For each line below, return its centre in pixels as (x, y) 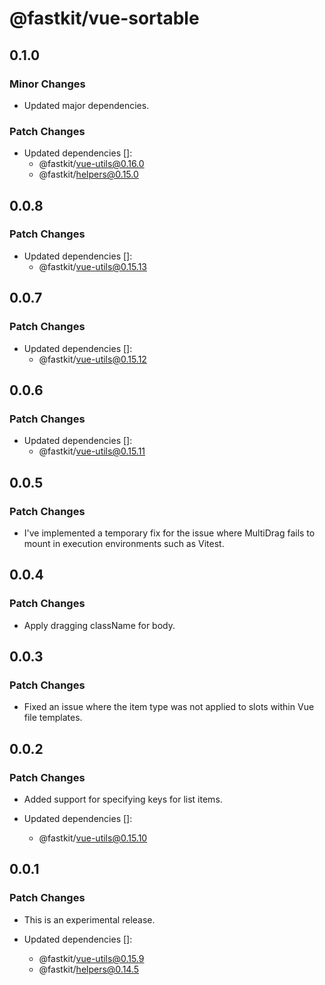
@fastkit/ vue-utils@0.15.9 (91, 958)
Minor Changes (47, 84)
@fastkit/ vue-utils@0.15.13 (92, 266)
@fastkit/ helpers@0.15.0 (88, 174)
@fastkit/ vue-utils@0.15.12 (92, 359)
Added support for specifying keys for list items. (123, 799)
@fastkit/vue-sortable (104, 18)
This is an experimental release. (89, 919)
